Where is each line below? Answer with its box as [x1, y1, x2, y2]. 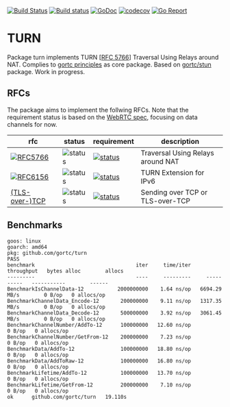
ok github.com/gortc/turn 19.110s [7, 393, 127, 400]
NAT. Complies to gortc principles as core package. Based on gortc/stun [7, 60, 212, 69]
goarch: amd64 [7, 243, 48, 250]
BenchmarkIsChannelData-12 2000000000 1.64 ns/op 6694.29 [7, 285, 222, 293]
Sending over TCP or [140, 187, 207, 197]
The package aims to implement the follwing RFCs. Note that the [7, 106, 189, 114]
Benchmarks [7, 219, 63, 231]
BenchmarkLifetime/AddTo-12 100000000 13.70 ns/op [7, 369, 192, 376]
